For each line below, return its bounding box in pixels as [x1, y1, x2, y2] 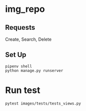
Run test [5, 85, 41, 96]
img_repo [5, 3, 45, 15]
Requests [5, 23, 35, 32]
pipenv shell [5, 63, 32, 69]
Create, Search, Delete [5, 36, 52, 42]
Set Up [5, 51, 26, 59]
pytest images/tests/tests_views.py [5, 101, 81, 106]
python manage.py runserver [5, 68, 64, 73]
